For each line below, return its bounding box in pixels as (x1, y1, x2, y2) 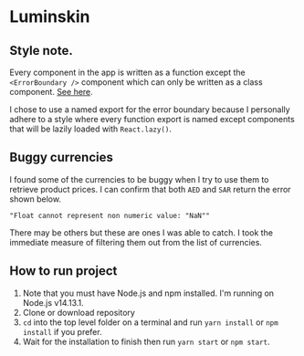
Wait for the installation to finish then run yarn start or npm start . (22, 336, 270, 347)
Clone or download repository (22, 307, 135, 318)
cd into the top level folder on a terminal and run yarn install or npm (22, 317, 278, 328)
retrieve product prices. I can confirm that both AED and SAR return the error (9, 183, 291, 194)
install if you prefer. (22, 326, 102, 337)
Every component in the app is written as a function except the (9, 67, 246, 78)
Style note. (9, 43, 73, 58)
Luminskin (9, 6, 90, 27)
